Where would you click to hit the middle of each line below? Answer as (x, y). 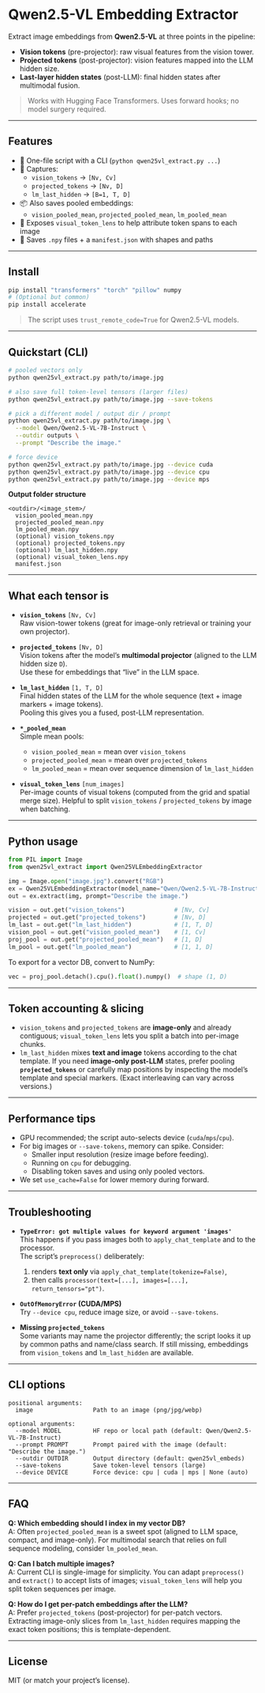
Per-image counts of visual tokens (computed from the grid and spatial (134, 792)
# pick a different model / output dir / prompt (90, 414)
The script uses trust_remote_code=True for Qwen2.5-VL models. (133, 320)
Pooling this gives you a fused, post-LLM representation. (112, 712)
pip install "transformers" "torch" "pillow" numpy (95, 290)
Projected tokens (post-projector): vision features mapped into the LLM (136, 60)
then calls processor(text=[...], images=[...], (110, 1279)
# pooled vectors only (45, 370)
